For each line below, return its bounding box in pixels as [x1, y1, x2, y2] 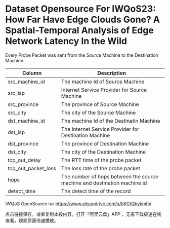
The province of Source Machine [61, 101, 139, 108]
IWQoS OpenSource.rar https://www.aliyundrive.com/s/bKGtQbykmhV [5, 201, 152, 207]
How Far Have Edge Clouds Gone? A [5, 14, 160, 25]
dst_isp [8, 129, 25, 136]
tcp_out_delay [8, 157, 41, 164]
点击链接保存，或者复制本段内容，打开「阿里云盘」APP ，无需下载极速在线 [5, 211, 162, 217]
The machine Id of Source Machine [61, 78, 145, 85]
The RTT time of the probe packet [61, 157, 142, 164]
